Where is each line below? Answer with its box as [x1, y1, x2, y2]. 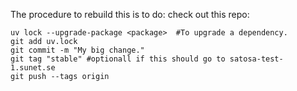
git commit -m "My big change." [10, 45, 145, 55]
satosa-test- [229, 54, 284, 64]
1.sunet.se [10, 63, 56, 73]
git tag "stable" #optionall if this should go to [10, 54, 226, 64]
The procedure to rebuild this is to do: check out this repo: [10, 9, 250, 20]
